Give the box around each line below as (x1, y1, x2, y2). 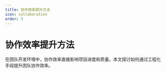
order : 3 (5, 16, 23, 21)
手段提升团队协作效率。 (5, 63, 53, 69)
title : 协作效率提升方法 (5, 7, 50, 12)
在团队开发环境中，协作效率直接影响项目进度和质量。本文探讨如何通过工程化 (5, 56, 161, 62)
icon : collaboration (5, 12, 48, 17)
